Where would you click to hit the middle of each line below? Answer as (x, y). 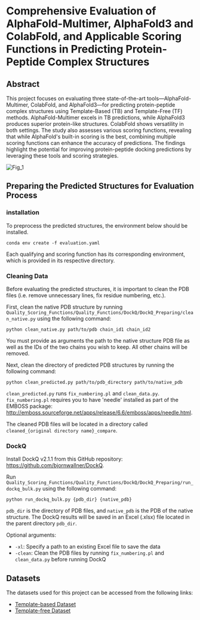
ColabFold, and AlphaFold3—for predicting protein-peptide (103, 105)
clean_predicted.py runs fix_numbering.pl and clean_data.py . (83, 393)
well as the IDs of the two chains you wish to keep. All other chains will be (97, 347)
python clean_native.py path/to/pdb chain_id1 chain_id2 (79, 329)
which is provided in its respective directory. (61, 260)
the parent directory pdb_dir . (41, 524)
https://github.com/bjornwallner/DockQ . (55, 465)
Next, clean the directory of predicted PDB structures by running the (90, 365)
